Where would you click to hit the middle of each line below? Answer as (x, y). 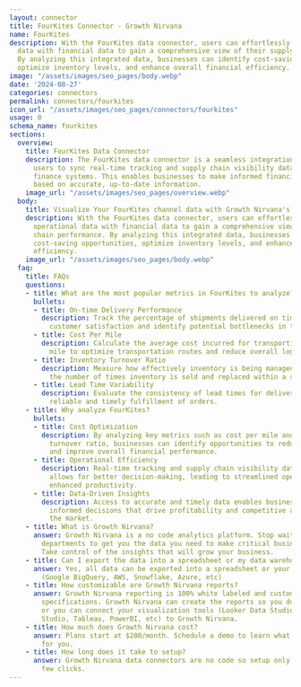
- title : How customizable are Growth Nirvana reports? (132, 586)
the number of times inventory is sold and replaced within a (168, 377)
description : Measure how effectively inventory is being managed (168, 368)
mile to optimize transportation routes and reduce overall (163, 351)
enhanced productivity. (94, 485)
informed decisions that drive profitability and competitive (168, 510)
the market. (71, 519)
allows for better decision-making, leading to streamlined (163, 477)
